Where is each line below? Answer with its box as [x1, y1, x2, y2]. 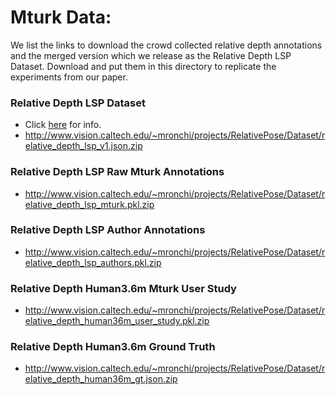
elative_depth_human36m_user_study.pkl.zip [24, 315, 210, 327]
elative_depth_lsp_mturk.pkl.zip [24, 198, 155, 210]
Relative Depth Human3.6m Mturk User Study [10, 281, 237, 295]
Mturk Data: [10, 6, 112, 29]
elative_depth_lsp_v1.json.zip [24, 140, 143, 152]
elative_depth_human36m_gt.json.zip [24, 373, 178, 385]
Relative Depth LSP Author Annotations [10, 223, 206, 237]
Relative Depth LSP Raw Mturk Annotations [10, 165, 225, 179]
